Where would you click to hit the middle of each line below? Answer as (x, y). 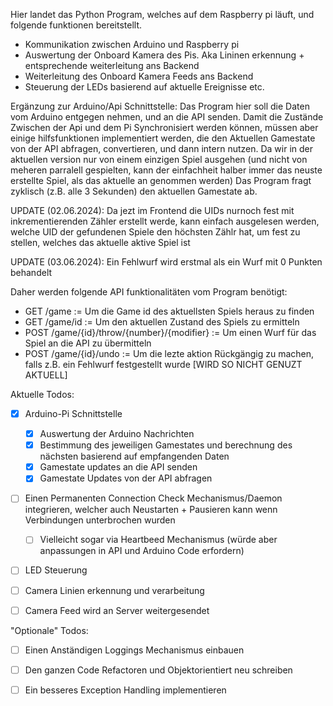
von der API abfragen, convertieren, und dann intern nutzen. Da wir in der (162, 148)
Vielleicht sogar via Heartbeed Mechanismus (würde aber (158, 540)
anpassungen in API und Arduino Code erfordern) (142, 551)
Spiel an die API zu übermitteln (88, 343)
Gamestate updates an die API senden (118, 467)
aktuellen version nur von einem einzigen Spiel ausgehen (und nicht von (159, 159)
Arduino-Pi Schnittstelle (73, 413)
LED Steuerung (56, 570)
